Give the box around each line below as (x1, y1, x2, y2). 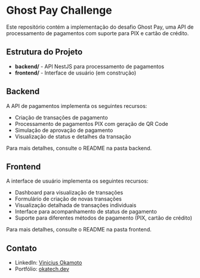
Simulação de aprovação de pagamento (14, 126, 113, 134)
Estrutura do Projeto (6, 47, 83, 57)
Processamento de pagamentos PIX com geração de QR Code (14, 120, 168, 127)
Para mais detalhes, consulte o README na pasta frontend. (6, 226, 152, 233)
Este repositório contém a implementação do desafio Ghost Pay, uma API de (6, 23, 194, 30)
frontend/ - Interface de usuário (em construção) (14, 69, 137, 76)
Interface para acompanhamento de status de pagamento (14, 208, 157, 215)
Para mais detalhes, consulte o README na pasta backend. (6, 144, 152, 152)
